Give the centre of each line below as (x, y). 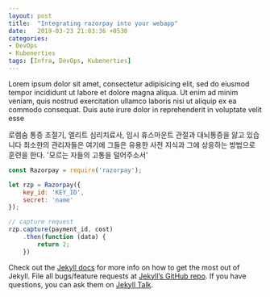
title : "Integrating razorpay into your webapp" (93, 23)
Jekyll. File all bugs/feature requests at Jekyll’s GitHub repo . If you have (127, 276)
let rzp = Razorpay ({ (45, 185)
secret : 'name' (48, 200)
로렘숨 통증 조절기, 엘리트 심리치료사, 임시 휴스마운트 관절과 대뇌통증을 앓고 (127, 135)
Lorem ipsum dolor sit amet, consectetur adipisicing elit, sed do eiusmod (129, 84)
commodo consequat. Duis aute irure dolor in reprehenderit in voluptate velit (135, 109)
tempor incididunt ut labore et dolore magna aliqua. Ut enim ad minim (123, 92)
